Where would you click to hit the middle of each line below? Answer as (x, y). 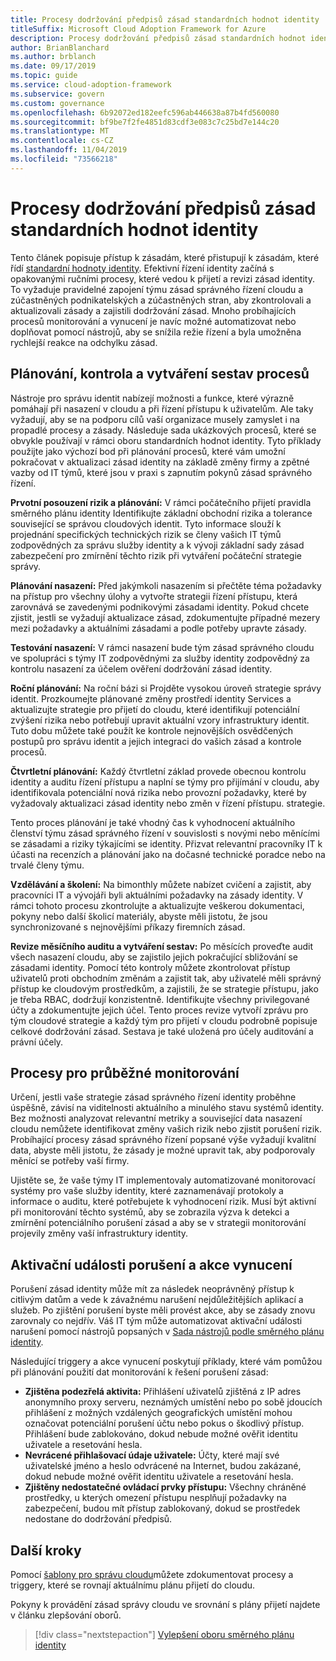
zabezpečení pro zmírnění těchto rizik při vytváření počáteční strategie (156, 555)
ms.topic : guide (44, 76)
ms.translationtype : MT (60, 131)
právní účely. (37, 1042)
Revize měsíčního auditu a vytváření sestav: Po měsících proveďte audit (162, 946)
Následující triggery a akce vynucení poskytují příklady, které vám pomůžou (166, 1362)
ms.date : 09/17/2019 (53, 66)
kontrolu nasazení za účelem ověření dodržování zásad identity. (141, 668)
